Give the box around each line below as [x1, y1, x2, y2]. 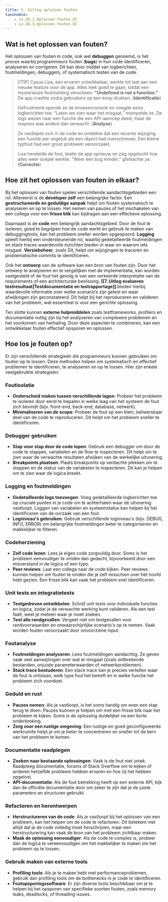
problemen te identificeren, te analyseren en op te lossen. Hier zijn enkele [5, 363, 157, 369]
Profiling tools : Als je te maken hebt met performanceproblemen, [12, 869, 148, 876]
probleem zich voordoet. [12, 678, 64, 684]
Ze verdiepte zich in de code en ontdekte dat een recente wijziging [17, 131, 156, 137]
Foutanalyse [5, 640, 36, 647]
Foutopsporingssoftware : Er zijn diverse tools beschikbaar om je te [12, 880, 153, 886]
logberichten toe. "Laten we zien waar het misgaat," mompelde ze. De [17, 110, 162, 116]
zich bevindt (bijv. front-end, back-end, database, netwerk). [12, 404, 136, 410]
